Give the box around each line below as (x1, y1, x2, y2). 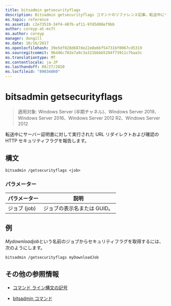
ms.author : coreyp (5, 31, 44, 36)
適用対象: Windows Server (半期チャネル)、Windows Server (17, 108, 144, 115)
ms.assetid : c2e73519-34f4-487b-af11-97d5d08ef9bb (5, 21, 115, 27)
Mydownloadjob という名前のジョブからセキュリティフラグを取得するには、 (5, 238, 164, 244)
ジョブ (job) (8, 205, 37, 212)
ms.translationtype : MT (5, 55, 56, 60)
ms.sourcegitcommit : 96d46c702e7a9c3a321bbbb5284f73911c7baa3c (5, 50, 142, 55)
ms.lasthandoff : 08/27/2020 (5, 64, 65, 69)
